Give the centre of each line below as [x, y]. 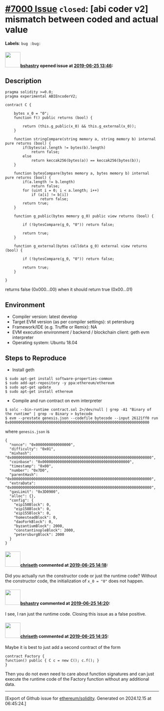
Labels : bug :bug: [23, 43]
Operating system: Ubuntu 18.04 [45, 343]
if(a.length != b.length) [49, 182]
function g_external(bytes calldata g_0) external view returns [81, 246]
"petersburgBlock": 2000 [39, 534]
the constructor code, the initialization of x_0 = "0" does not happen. [74, 581]
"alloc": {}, [23, 496]
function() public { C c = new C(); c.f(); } [52, 660]
